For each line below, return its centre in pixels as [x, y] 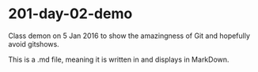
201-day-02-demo [70, 14]
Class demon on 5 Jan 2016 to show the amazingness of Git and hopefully [129, 36]
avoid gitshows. [34, 44]
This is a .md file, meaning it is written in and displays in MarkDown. [119, 59]
